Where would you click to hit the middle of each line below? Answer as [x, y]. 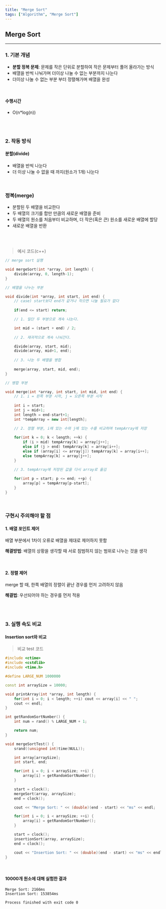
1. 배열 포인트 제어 [22, 528]
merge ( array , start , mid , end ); [47, 369]
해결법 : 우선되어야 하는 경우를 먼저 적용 [43, 595]
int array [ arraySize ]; [37, 757]
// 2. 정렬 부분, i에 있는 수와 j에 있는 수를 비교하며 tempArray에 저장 [81, 428]
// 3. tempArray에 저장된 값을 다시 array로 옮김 [60, 469]
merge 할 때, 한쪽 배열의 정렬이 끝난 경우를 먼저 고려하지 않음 [64, 585]
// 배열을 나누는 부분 [24, 288]
